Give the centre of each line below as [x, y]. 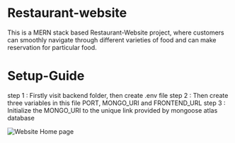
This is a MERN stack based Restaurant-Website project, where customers [116, 32]
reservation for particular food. [52, 47]
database [21, 118]
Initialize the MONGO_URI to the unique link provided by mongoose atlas [113, 110]
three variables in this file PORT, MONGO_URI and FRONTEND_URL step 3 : [116, 103]
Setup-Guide [46, 76]
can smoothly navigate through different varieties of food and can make [112, 39]
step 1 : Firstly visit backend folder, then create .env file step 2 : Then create [118, 95]
